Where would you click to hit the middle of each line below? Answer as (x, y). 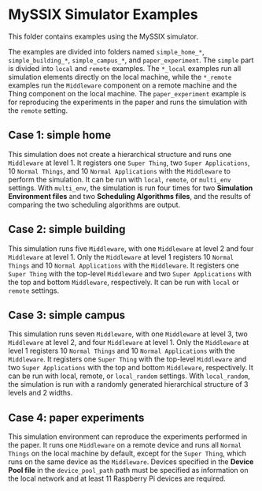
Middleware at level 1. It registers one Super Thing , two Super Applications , (129, 163)
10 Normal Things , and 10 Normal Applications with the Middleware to (119, 171)
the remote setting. (38, 110)
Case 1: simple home (60, 135)
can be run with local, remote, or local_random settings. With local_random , (129, 376)
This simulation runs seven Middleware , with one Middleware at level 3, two (128, 334)
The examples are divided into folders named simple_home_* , (106, 51)
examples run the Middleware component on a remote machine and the (123, 85)
